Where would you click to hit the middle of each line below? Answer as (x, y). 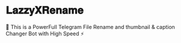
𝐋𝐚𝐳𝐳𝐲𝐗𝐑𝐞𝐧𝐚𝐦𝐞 (44, 10)
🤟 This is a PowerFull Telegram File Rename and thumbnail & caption (91, 27)
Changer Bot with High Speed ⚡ (45, 34)
